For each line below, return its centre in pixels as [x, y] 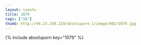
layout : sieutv [21, 10]
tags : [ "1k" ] [19, 19]
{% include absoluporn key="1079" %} [45, 38]
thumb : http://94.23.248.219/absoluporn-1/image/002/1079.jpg [70, 23]
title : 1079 [17, 14]
